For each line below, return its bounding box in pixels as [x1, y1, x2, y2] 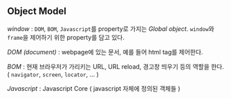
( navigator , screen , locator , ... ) [7, 70, 99, 78]
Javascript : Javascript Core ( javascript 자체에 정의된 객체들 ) [7, 84, 181, 92]
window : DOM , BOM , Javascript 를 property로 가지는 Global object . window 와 [7, 24, 214, 33]
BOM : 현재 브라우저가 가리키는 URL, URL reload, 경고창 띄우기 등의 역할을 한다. [7, 62, 225, 71]
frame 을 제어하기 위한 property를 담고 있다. [7, 33, 125, 41]
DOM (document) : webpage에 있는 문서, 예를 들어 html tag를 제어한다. [7, 47, 203, 56]
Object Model [7, 5, 67, 17]
